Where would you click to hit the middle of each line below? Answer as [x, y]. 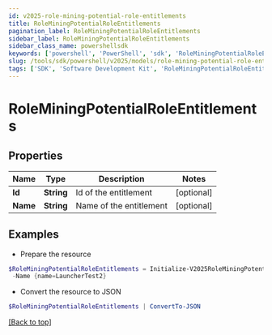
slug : [17, 62]
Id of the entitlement [114, 192]
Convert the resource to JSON [70, 292]
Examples [34, 235]
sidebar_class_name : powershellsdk [68, 46]
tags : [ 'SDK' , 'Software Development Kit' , [83, 69]
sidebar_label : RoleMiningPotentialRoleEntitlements [99, 39]
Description [121, 178]
